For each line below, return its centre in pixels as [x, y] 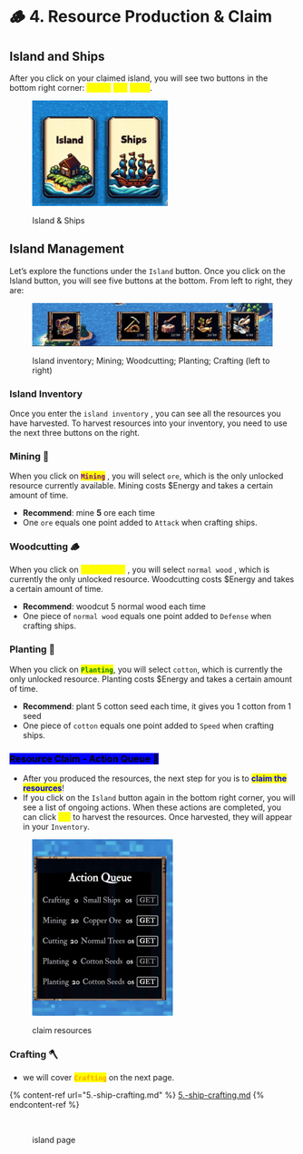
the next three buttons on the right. [75, 432]
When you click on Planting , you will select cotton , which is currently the [146, 669]
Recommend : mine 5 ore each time [89, 513]
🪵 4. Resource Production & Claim [141, 17]
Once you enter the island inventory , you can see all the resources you [145, 413]
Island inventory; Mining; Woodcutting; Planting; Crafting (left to [151, 360]
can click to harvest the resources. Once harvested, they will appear [157, 817]
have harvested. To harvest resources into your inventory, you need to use [148, 423]
